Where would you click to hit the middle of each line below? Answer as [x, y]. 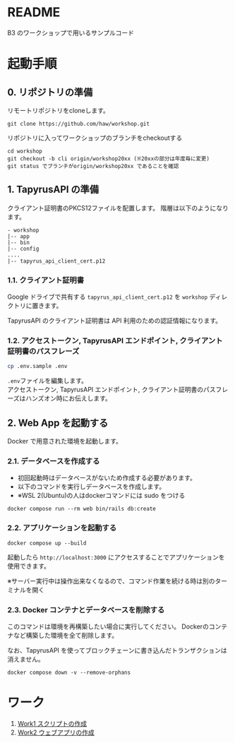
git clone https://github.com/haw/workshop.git [79, 124]
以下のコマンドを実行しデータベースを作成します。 [91, 487]
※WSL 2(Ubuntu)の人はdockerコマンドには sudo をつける [101, 496]
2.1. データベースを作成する [54, 461]
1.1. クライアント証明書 [46, 280]
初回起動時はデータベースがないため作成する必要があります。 [107, 478]
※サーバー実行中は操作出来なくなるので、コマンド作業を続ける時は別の [111, 581]
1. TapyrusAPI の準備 [53, 190]
